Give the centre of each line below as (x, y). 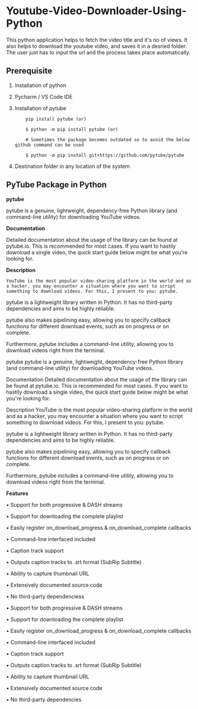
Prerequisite (29, 71)
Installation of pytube (40, 108)
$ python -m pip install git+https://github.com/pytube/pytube (105, 155)
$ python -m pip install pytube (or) (72, 129)
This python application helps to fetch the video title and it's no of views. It (97, 40)
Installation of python (40, 85)
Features (17, 493)
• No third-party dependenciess (45, 596)
